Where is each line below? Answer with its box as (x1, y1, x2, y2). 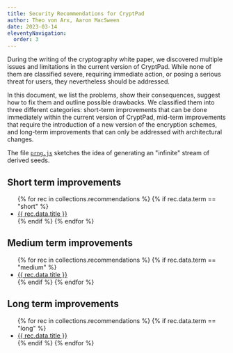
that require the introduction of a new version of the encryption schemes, (7, 120, 218, 129)
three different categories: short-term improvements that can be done (7, 106, 207, 114)
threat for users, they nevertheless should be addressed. (7, 77, 170, 86)
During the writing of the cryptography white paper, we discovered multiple (7, 55, 223, 63)
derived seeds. (7, 156, 50, 164)
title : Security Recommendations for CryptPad (7, 10, 145, 17)
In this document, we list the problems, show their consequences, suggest (7, 91, 220, 100)
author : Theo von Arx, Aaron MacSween (7, 17, 120, 24)
